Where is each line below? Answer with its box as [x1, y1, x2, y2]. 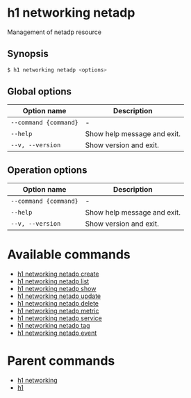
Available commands [7, 247, 131, 263]
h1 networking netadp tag [17, 322, 90, 330]
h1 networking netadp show [17, 285, 97, 293]
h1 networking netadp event [17, 329, 97, 338]
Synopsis [7, 48, 49, 60]
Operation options [7, 164, 88, 176]
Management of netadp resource [7, 28, 102, 36]
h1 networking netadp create [17, 270, 99, 279]
